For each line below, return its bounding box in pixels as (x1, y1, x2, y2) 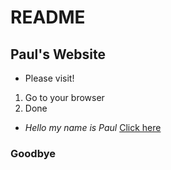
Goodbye (10, 146, 56, 160)
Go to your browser (24, 92, 105, 103)
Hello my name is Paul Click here (24, 122, 162, 133)
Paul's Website (10, 46, 106, 63)
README (10, 6, 86, 29)
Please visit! (24, 72, 75, 84)
